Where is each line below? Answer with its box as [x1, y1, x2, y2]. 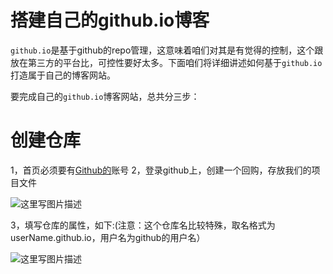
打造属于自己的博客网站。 [10, 69, 116, 81]
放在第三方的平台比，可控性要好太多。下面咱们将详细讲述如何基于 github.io [10, 56, 323, 68]
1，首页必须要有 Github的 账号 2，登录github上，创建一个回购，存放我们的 [10, 164, 312, 176]
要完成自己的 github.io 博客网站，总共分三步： [10, 90, 200, 102]
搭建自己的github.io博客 [10, 9, 210, 32]
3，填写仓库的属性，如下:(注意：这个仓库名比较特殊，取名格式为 [10, 219, 276, 231]
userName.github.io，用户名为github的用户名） [10, 231, 206, 243]
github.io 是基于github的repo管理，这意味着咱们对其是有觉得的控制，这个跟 [10, 44, 324, 56]
